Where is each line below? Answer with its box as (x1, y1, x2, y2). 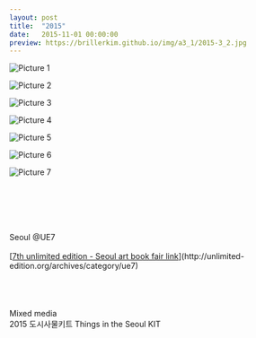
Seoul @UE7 (9, 232, 56, 243)
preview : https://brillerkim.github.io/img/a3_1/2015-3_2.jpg (9, 38, 247, 48)
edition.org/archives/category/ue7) (9, 261, 139, 272)
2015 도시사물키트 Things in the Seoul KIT (9, 319, 162, 330)
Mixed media (9, 308, 57, 319)
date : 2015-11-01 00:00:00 (9, 30, 119, 39)
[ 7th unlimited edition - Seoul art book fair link (9, 251, 180, 262)
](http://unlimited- (178, 251, 245, 262)
